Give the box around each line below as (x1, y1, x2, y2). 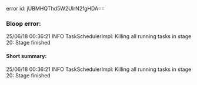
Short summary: (6, 52, 47, 59)
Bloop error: (6, 19, 41, 28)
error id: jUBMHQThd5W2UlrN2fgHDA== (6, 5, 105, 12)
